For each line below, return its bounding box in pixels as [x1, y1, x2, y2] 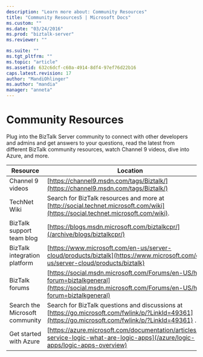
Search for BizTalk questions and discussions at [47, 301, 183, 309]
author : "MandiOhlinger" [6, 76, 69, 82]
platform [9, 259, 33, 267]
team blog [9, 233, 38, 242]
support [9, 226, 32, 235]
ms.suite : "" [6, 48, 39, 54]
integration [9, 251, 40, 259]
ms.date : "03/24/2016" [6, 25, 63, 32]
